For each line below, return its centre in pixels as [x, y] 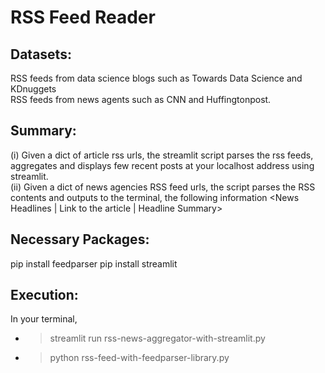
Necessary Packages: [80, 239]
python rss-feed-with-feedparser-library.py [139, 358]
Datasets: [41, 54]
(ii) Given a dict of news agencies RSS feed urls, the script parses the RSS [163, 187]
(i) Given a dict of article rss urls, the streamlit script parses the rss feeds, [162, 155]
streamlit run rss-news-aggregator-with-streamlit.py [157, 338]
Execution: [44, 295]
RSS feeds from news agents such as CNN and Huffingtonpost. [141, 99]
